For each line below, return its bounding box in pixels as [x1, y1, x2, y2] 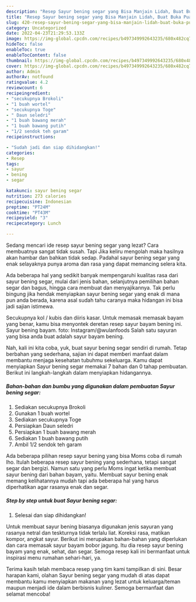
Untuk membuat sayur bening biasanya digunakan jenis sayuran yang [6, 523, 173, 530]
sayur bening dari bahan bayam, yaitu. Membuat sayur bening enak [6, 471, 168, 478]
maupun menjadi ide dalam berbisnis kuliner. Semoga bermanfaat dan [6, 584, 174, 591]
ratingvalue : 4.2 [6, 80, 48, 86]
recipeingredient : [6, 90, 51, 96]
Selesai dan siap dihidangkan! [14, 511, 86, 519]
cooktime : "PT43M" [6, 209, 51, 216]
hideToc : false [6, 42, 43, 47]
